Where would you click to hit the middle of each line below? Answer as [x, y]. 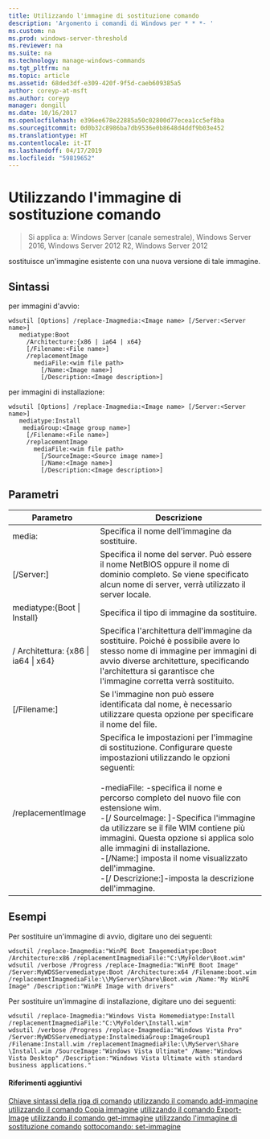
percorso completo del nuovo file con [170, 798]
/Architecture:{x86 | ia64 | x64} [84, 342]
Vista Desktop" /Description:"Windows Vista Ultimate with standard [125, 1058]
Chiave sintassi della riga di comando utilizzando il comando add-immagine [133, 1100]
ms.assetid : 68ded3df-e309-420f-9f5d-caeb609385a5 [95, 83]
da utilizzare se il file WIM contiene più [172, 827]
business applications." [50, 1065]
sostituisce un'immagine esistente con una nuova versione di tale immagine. [135, 262]
